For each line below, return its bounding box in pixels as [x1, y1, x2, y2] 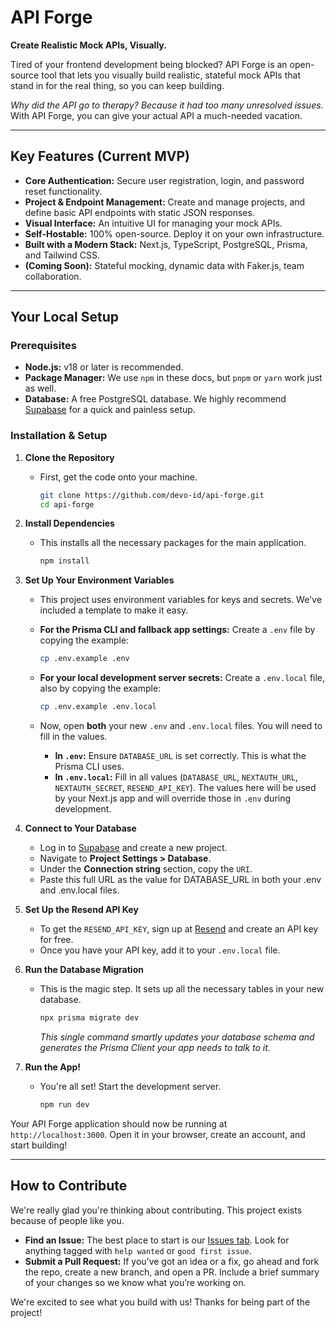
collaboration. [24, 270, 82, 282]
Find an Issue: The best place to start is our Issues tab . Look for [24, 1234, 290, 1246]
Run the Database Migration [24, 964, 144, 976]
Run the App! [24, 1061, 82, 1073]
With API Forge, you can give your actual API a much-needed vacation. [10, 109, 303, 121]
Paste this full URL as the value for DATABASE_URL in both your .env [39, 874, 322, 886]
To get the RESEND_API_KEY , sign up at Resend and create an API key [39, 923, 319, 935]
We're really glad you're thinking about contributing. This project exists [10, 1204, 303, 1216]
